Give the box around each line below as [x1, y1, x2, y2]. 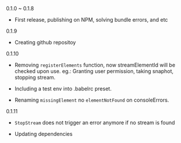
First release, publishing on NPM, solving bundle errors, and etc [14, 16, 168, 23]
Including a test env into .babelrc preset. [14, 85, 112, 92]
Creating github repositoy [14, 39, 76, 46]
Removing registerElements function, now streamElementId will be [14, 61, 176, 68]
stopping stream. [14, 74, 55, 81]
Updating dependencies [14, 131, 73, 137]
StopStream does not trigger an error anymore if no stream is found [14, 119, 175, 126]
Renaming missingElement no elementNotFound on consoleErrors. [14, 96, 169, 103]
